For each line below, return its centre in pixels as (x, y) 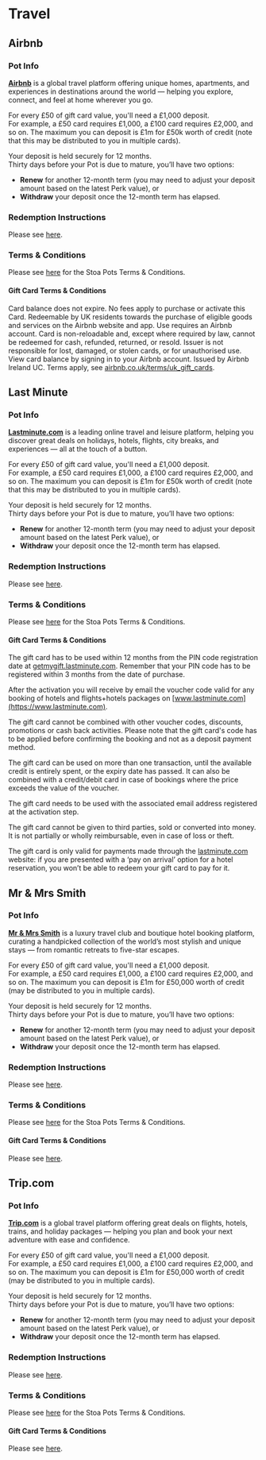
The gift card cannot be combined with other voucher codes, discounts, (126, 722)
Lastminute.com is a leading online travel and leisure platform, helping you (131, 432)
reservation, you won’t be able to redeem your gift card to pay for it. (119, 868)
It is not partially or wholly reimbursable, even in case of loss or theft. (121, 836)
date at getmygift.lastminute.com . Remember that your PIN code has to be (129, 666)
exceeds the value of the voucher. (64, 788)
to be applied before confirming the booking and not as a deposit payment (130, 739)
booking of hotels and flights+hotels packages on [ (92, 698)
